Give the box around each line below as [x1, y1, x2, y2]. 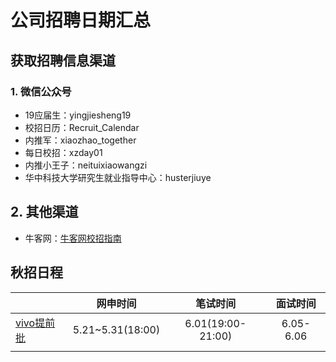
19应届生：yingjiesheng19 [24, 109, 132, 121]
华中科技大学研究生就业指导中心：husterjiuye [24, 171, 212, 183]
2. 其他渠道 [10, 204, 79, 221]
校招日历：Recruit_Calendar [24, 121, 140, 133]
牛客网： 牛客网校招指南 [24, 232, 122, 244]
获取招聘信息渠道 [10, 52, 116, 69]
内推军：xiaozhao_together [24, 134, 137, 146]
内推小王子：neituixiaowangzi [24, 159, 148, 171]
